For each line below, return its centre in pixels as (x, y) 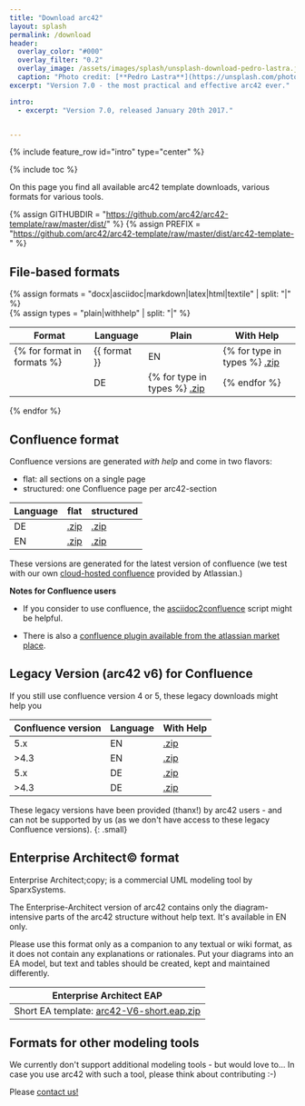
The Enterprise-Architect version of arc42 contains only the (121, 907)
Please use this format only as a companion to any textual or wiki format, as (151, 944)
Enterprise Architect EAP (108, 995)
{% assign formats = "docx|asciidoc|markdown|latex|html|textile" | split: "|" (151, 294)
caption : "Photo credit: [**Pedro (83, 77)
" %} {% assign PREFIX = (153, 224)
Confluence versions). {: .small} (69, 829)
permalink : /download (50, 35)
